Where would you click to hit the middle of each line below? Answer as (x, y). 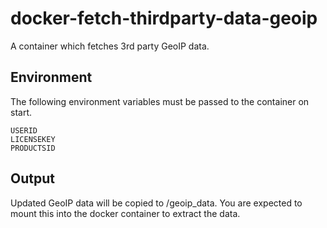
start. (21, 112)
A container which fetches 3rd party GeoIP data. (110, 46)
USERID (24, 130)
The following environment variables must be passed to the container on (160, 101)
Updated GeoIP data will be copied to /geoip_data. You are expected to (156, 203)
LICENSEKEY (33, 139)
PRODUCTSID (33, 148)
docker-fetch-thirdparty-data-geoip (164, 18)
